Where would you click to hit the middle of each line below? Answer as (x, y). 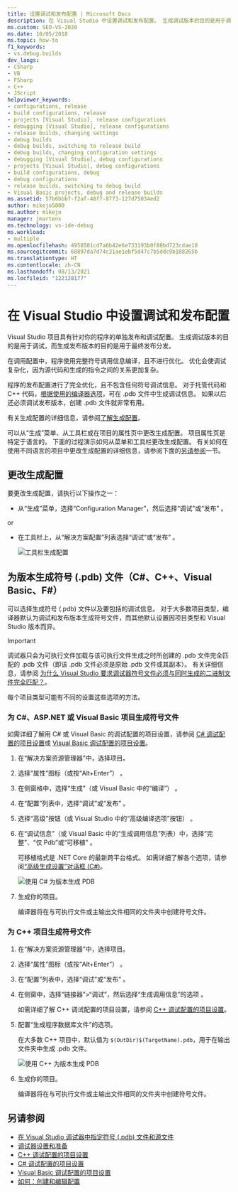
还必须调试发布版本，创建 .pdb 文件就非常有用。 (78, 402)
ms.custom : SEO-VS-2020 (42, 27)
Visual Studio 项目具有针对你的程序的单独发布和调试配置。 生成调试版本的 (115, 337)
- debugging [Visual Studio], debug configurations (85, 160)
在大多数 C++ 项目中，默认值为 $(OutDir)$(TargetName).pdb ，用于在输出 (124, 1039)
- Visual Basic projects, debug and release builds (85, 193)
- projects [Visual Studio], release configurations (87, 119)
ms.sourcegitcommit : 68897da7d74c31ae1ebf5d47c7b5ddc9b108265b (103, 252)
